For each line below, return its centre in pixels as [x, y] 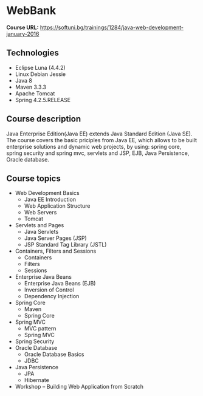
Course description [44, 119]
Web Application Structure [57, 206]
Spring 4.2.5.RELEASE [43, 100]
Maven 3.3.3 [31, 87]
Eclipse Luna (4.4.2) [40, 67]
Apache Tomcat [35, 93]
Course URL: [22, 27]
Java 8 [23, 80]
